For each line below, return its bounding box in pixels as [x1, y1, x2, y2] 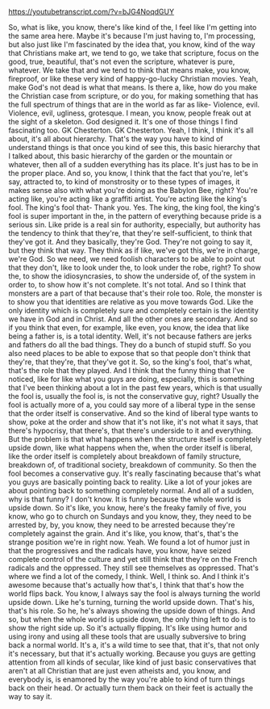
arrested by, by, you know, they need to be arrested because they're [8, 520, 235, 530]
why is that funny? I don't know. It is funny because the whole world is [8, 494, 242, 504]
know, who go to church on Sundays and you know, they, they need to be [8, 512, 252, 521]
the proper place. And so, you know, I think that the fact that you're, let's [8, 169, 248, 178]
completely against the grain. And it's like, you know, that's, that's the [8, 529, 239, 538]
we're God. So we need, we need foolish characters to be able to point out [8, 254, 255, 263]
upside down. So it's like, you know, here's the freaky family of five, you [8, 503, 247, 512]
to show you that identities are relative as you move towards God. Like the [8, 297, 254, 306]
